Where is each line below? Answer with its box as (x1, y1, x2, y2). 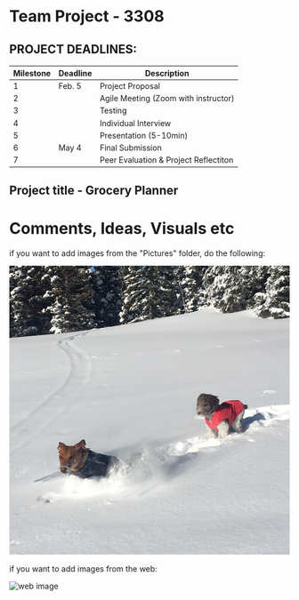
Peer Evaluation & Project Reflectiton (99, 155, 234, 165)
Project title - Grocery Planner (9, 183, 179, 198)
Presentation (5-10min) (99, 130, 189, 140)
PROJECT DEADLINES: (9, 42, 138, 57)
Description (144, 68, 190, 78)
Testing (99, 105, 127, 116)
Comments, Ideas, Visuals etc (9, 219, 235, 239)
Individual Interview (99, 117, 172, 128)
